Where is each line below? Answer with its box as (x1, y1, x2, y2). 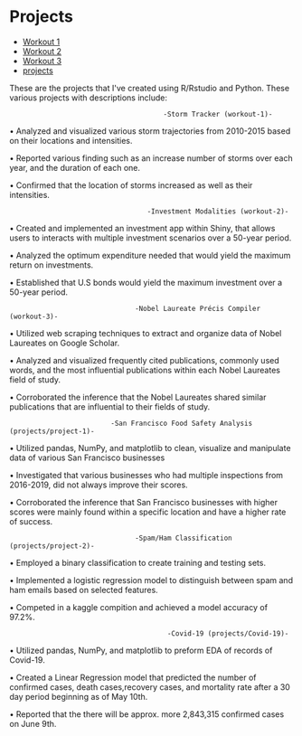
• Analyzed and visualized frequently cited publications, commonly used (9, 354, 280, 365)
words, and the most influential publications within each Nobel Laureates (9, 364, 280, 375)
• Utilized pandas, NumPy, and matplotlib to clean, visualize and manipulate (9, 442, 291, 453)
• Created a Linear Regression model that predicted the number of (9, 672, 257, 683)
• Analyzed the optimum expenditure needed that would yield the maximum (9, 250, 291, 260)
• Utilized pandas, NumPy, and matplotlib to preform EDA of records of (9, 645, 273, 656)
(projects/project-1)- (9, 427, 95, 436)
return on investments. (9, 259, 94, 270)
